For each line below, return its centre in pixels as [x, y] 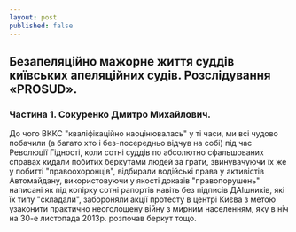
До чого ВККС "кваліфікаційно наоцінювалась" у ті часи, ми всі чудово [144, 134]
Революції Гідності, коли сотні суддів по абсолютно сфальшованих [136, 152]
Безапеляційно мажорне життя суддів [122, 62]
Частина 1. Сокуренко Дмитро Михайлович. [110, 114]
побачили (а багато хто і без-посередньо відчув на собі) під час [131, 143]
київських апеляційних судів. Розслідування [140, 75]
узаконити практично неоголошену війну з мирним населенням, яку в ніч [149, 209]
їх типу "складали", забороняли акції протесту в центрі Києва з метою [143, 199]
